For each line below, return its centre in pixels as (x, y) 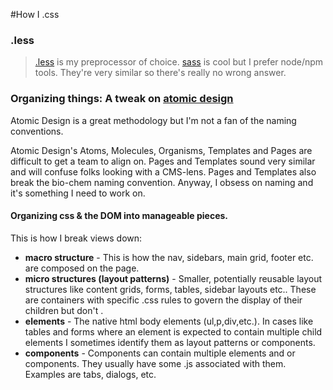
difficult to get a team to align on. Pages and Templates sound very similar (163, 161)
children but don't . (64, 310)
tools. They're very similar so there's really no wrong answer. (160, 73)
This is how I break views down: (76, 238)
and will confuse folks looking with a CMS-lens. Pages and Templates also (163, 171)
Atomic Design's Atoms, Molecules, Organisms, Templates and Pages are (161, 150)
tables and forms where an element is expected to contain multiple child (173, 331)
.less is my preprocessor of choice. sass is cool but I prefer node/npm (179, 62)
